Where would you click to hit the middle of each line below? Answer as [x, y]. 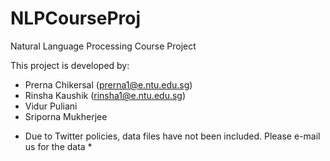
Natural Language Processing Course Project [103, 46]
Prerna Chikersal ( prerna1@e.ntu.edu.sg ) [108, 84]
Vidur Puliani [51, 106]
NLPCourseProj [76, 18]
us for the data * [58, 146]
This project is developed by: [70, 65]
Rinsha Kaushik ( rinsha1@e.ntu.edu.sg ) [105, 95]
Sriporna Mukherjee [66, 116]
